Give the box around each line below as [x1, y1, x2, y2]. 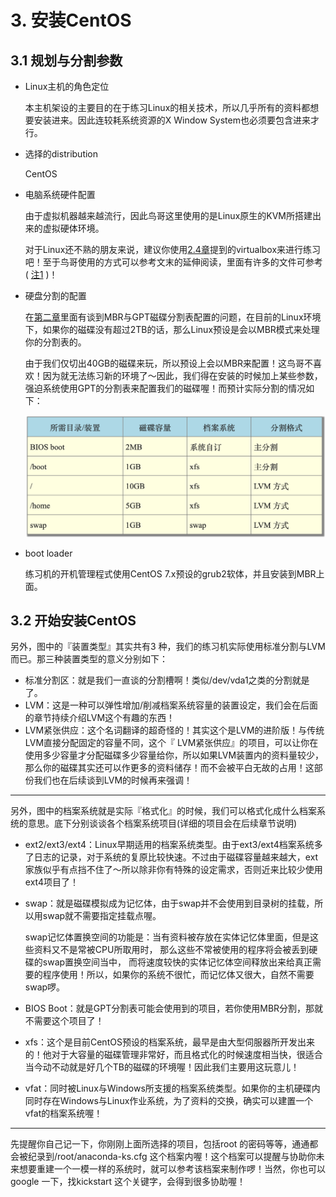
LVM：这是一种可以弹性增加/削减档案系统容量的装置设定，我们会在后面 [24, 699, 319, 711]
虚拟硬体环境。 [42, 222, 105, 234]
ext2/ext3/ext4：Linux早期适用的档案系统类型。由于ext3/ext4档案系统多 [24, 839, 323, 851]
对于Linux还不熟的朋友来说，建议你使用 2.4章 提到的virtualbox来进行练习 [24, 244, 322, 255]
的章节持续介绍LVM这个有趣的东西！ [24, 712, 176, 724]
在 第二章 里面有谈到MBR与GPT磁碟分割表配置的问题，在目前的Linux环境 [24, 311, 322, 323]
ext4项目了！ [24, 876, 79, 888]
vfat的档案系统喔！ [24, 1107, 103, 1120]
